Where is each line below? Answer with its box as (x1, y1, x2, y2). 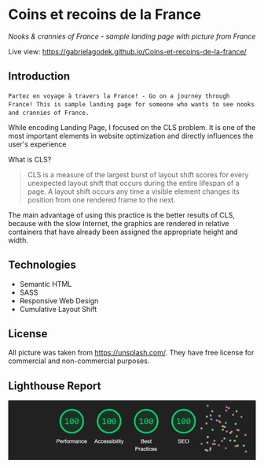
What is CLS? (8, 154, 52, 164)
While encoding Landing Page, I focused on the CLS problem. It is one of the (8, 122, 256, 132)
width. (8, 235, 29, 245)
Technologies (8, 258, 77, 272)
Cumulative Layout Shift (19, 304, 97, 314)
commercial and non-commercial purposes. (8, 356, 150, 366)
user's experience (8, 139, 67, 149)
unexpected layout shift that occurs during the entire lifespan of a (27, 178, 240, 188)
